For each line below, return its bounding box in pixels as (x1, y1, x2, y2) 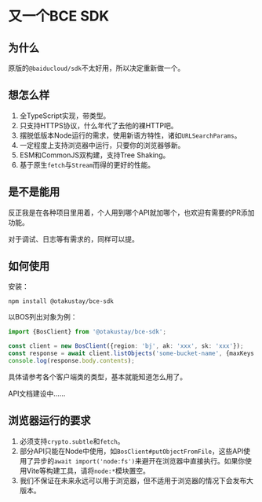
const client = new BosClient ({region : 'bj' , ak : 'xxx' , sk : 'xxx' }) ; (8, 342, 244, 350)
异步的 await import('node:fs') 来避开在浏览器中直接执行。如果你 (33, 456, 246, 465)
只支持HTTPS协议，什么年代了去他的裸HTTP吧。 (19, 120, 178, 130)
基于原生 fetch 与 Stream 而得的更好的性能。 (19, 160, 155, 169)
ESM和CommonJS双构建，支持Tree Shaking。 (19, 150, 170, 160)
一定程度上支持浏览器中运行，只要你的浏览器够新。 (19, 140, 185, 149)
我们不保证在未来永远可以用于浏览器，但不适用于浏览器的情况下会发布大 (19, 475, 253, 485)
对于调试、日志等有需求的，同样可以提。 (8, 234, 139, 244)
